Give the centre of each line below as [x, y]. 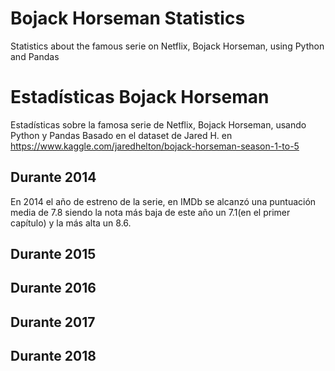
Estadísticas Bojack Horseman [140, 97]
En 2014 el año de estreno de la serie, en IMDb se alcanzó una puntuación [163, 201]
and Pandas [35, 56]
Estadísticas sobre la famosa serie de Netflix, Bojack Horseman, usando [158, 124]
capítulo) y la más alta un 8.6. [71, 223]
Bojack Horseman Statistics [128, 18]
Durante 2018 [53, 356]
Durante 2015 [53, 254]
